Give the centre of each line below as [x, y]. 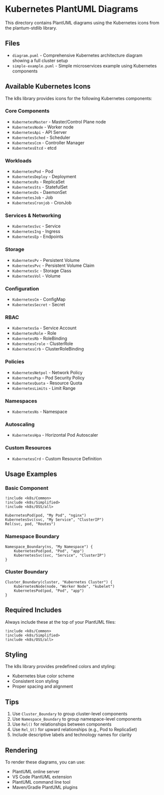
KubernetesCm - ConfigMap [39, 299]
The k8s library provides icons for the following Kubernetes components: [79, 98]
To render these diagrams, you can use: [45, 762]
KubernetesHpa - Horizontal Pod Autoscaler [55, 435]
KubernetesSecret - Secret [38, 305]
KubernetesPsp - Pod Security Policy [48, 378]
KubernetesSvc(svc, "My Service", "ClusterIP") [55, 520]
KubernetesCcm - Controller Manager [48, 143]
